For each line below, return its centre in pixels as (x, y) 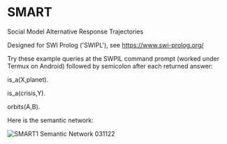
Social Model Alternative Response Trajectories (75, 31)
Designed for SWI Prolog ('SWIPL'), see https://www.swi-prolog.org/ (105, 45)
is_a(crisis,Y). (27, 93)
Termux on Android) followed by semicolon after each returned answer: (110, 66)
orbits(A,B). (24, 106)
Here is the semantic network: (51, 120)
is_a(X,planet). (28, 79)
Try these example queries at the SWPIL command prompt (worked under (113, 58)
